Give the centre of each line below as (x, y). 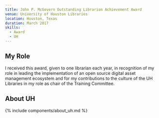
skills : (13, 28)
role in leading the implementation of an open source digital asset (70, 73)
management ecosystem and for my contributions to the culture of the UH (79, 78)
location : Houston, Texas (31, 18)
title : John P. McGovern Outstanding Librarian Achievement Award (73, 9)
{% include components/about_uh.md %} (47, 110)
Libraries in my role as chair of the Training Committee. (60, 84)
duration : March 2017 (27, 23)
